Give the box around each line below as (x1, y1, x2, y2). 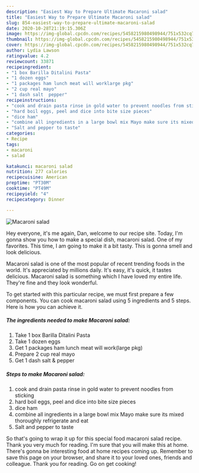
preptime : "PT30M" (6, 180, 52, 186)
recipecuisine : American (6, 174, 68, 180)
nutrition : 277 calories (6, 169, 68, 175)
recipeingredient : (6, 64, 52, 70)
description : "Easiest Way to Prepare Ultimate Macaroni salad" (6, 8, 168, 15)
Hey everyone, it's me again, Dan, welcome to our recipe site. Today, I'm (6, 230, 183, 237)
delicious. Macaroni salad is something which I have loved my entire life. (6, 272, 182, 280)
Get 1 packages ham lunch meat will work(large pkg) (14, 344, 143, 352)
